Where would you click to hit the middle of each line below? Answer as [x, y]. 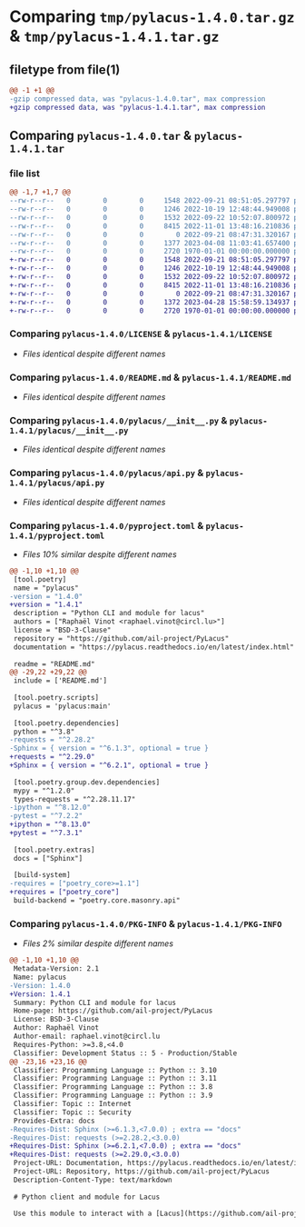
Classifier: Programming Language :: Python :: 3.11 [115, 1079]
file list [25, 173]
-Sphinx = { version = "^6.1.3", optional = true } [109, 748]
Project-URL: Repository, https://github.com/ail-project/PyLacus [142, 1172]
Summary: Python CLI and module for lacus [95, 1003]
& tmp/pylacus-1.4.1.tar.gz [114, 36]
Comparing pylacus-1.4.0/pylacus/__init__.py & [118, 420]
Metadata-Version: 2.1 [56, 969]
